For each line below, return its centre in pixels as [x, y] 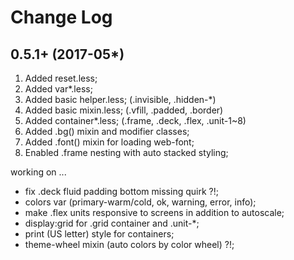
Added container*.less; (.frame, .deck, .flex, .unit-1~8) [135, 120]
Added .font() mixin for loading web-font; [109, 142]
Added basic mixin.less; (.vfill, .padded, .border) [124, 110]
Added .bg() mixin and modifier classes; [107, 131]
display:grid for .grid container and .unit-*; [112, 223]
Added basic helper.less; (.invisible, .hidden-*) [120, 99]
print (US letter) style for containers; [99, 234]
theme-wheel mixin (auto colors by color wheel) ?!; [129, 244]
